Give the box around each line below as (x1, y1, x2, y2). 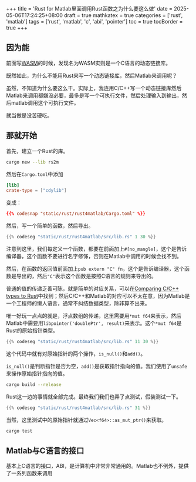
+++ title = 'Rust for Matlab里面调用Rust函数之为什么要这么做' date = (6, 5, 173, 12)
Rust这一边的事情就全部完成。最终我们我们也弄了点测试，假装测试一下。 (6, 393, 182, 400)
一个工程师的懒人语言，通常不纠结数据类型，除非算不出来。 (6, 300, 150, 307)
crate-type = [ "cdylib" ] (6, 188, 67, 194)
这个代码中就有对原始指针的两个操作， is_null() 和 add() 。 (6, 350, 146, 357)
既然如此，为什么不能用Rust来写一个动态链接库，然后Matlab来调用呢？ (6, 72, 178, 79)
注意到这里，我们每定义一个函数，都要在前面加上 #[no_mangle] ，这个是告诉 (6, 245, 187, 252)
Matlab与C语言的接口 (6, 446, 85, 456)
